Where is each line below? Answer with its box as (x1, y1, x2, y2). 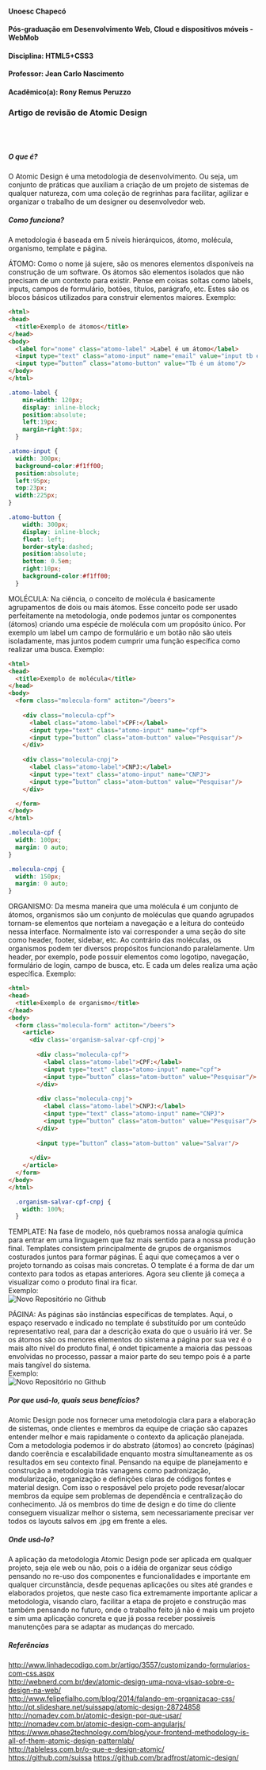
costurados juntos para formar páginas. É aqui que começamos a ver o (8, 1252, 240, 1261)
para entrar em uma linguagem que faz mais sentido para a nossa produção (8, 1235, 256, 1245)
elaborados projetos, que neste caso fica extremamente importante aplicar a (8, 1588, 258, 1598)
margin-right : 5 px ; (22, 425, 83, 434)
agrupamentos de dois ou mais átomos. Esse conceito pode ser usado (8, 602, 238, 612)
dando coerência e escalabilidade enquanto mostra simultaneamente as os (8, 1449, 253, 1459)
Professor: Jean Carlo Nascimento (8, 69, 124, 79)
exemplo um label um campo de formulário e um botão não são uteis (8, 628, 232, 637)
